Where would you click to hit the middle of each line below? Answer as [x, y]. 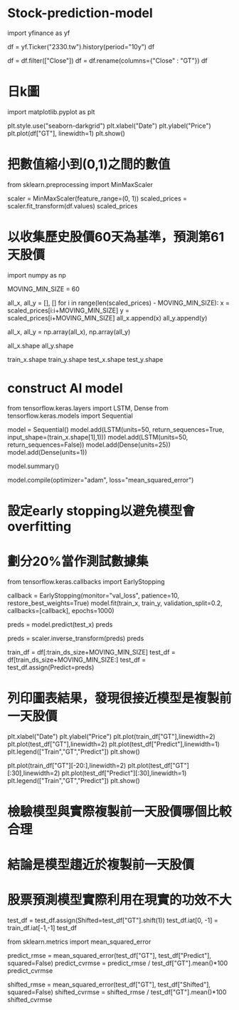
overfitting [39, 526]
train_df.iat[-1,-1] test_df [42, 928]
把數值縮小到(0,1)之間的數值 [89, 165]
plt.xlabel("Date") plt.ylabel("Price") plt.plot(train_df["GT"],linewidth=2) [111, 736]
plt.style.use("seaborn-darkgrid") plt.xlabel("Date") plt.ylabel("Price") [109, 126]
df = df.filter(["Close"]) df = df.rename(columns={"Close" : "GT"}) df [107, 60]
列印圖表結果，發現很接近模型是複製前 [120, 698]
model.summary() [33, 466]
